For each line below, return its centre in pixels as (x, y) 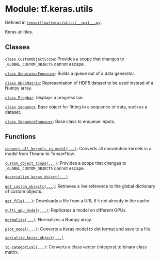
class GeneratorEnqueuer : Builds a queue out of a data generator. (70, 73)
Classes (17, 47)
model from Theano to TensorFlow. (40, 154)
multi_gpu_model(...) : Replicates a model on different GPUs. (66, 210)
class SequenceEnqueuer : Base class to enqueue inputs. (60, 121)
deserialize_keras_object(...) (37, 177)
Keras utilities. (19, 32)
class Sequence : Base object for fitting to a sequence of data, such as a (76, 107)
